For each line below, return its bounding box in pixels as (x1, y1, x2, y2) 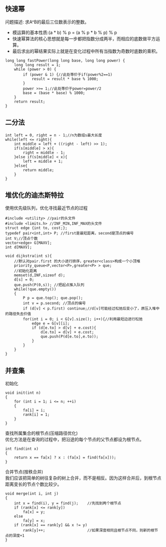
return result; (14, 99, 46, 104)
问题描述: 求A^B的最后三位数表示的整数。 (5, 19, 89, 25)
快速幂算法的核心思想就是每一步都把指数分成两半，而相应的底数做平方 (12, 35, 156, 41)
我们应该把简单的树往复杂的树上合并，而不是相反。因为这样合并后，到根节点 (5, 475, 162, 481)
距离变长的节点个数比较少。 (5, 481, 62, 487)
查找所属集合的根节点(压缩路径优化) (5, 430, 78, 437)
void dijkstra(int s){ (5, 253, 52, 259)
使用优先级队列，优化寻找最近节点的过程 (5, 205, 88, 211)
